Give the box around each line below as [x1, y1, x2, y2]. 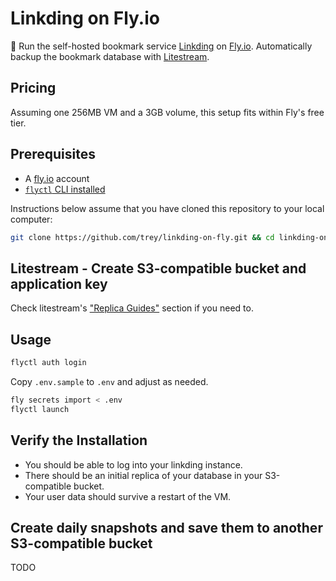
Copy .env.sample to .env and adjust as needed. [10, 375, 209, 387]
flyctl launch [10, 404, 70, 414]
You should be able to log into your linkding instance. [24, 458, 243, 471]
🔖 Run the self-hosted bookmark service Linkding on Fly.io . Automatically [10, 40, 313, 52]
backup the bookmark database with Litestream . [10, 50, 210, 62]
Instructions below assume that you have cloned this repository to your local [10, 202, 325, 214]
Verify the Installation [10, 432, 148, 449]
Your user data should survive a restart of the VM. [24, 490, 232, 502]
